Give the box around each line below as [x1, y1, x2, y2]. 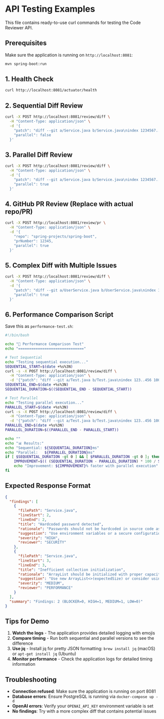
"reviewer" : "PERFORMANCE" [18, 586, 73, 590]
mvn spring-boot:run [5, 61, 47, 66]
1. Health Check [5, 75, 54, 84]
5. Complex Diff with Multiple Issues [5, 261, 117, 269]
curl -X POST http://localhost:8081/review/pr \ [5, 220, 106, 225]
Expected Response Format [5, 481, 91, 490]
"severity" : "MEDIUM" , [18, 581, 64, 586]
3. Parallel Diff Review [5, 151, 73, 159]
